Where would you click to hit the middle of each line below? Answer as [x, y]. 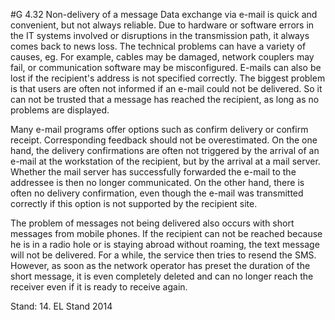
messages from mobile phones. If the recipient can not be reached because [166, 233]
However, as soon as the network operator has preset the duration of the [160, 265]
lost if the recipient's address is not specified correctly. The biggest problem [168, 78]
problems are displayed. [60, 110]
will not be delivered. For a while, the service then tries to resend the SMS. [163, 255]
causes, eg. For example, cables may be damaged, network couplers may [162, 57]
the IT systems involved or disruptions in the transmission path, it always [160, 35]
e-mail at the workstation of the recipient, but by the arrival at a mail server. [165, 161]
